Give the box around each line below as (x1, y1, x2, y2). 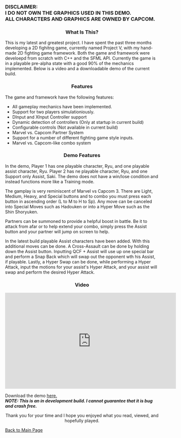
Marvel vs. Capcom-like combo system (12, 140, 91, 146)
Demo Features (63, 152, 101, 159)
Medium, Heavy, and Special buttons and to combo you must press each (5, 193, 151, 199)
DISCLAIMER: (5, 3, 38, 10)
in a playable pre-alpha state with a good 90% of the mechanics (5, 60, 134, 66)
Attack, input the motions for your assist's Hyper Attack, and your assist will (5, 264, 158, 270)
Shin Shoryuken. (5, 209, 38, 215)
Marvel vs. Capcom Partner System (12, 129, 84, 135)
